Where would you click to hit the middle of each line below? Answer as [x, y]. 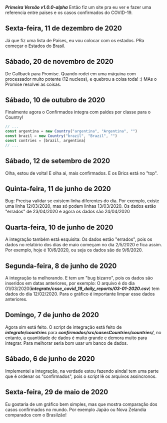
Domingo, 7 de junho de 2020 [52, 315]
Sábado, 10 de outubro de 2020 [55, 100]
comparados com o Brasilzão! [36, 415]
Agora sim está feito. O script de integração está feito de [63, 327]
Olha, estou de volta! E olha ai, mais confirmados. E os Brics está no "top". [82, 173]
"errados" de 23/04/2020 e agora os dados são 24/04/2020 [67, 212]
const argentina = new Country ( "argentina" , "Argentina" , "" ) [71, 131]
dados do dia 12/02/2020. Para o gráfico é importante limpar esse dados [80, 294]
